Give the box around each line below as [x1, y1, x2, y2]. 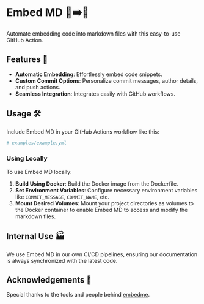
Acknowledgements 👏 [6, 275, 92, 285]
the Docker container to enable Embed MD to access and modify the [15, 206, 188, 213]
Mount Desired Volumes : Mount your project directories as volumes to [15, 199, 194, 207]
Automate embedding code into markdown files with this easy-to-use [6, 29, 181, 37]
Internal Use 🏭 [6, 231, 65, 241]
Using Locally [6, 154, 48, 163]
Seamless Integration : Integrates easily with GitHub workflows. [15, 90, 176, 97]
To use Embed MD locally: [6, 168, 72, 175]
